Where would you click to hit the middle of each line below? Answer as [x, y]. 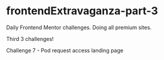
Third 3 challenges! [30, 39]
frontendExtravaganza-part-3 [82, 11]
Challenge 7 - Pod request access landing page [65, 50]
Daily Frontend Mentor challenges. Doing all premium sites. [79, 27]
